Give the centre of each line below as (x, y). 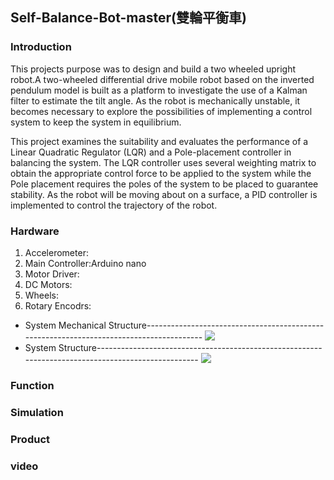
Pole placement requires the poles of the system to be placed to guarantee (164, 184)
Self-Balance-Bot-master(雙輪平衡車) (128, 18)
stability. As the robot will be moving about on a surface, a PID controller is (164, 194)
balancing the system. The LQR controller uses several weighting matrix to (163, 162)
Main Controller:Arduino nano (85, 263)
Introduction (41, 47)
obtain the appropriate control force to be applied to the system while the (161, 173)
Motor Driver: (52, 274)
